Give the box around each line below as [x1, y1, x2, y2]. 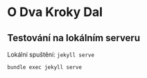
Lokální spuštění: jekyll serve [7, 50, 95, 58]
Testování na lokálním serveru [7, 32, 141, 44]
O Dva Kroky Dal [7, 4, 103, 20]
